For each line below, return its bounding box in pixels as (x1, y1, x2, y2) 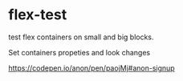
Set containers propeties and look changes (8, 47, 151, 57)
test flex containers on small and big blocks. (8, 32, 154, 42)
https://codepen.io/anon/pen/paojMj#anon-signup (8, 63, 175, 73)
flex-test (8, 6, 67, 24)
